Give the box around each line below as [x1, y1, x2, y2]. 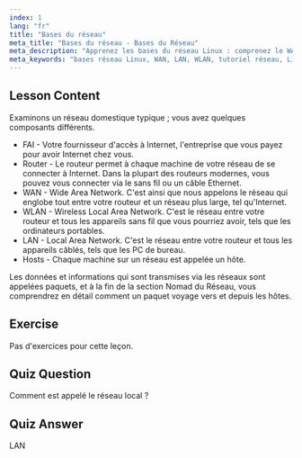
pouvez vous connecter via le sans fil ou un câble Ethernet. [22, 177, 243, 188]
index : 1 [9, 13, 42, 22]
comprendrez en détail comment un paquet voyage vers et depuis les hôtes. [9, 290, 292, 301]
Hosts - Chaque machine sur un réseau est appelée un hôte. [22, 254, 246, 265]
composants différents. [9, 121, 95, 132]
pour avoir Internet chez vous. [22, 148, 135, 159]
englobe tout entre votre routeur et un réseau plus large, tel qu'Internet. [22, 196, 288, 207]
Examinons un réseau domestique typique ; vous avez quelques [9, 112, 246, 122]
